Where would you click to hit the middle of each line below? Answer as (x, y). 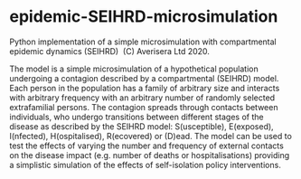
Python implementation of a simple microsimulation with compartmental (143, 42)
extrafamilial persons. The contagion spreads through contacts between (144, 107)
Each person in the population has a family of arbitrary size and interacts (145, 88)
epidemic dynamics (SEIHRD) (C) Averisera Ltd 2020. (110, 51)
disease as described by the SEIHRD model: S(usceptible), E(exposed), (141, 126)
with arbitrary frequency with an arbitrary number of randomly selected (142, 98)
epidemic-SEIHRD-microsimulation (144, 17)
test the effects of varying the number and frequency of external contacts (147, 146)
